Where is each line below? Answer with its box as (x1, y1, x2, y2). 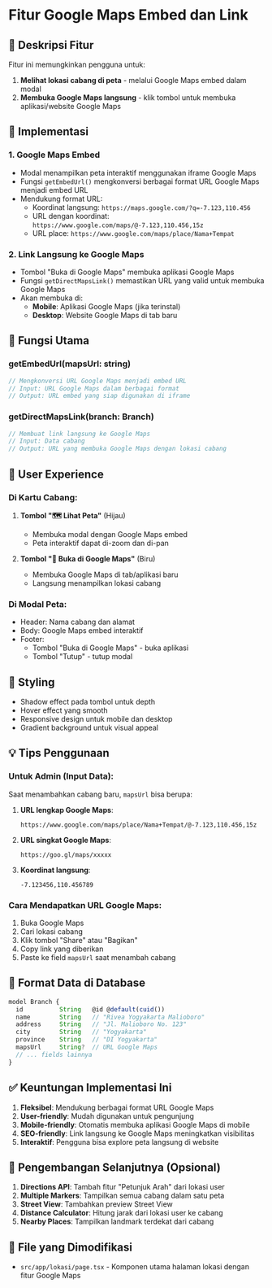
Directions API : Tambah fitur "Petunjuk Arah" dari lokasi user (19, 1182, 225, 1192)
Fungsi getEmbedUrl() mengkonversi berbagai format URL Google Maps (19, 177, 260, 186)
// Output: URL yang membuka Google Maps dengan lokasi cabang (8, 445, 227, 453)
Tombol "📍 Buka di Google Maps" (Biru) (19, 553, 156, 563)
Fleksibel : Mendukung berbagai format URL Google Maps (19, 1102, 214, 1112)
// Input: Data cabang (8, 437, 85, 445)
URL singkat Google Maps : (19, 835, 112, 845)
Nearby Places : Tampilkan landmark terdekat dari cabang (19, 1216, 214, 1226)
